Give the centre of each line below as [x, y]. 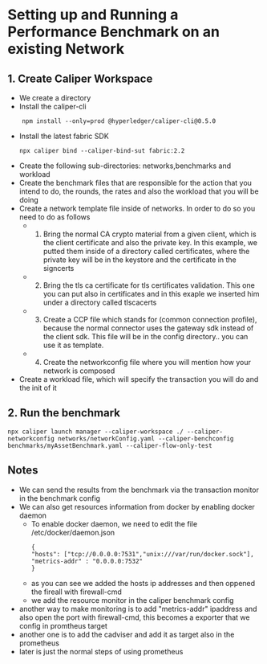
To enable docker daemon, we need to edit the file [114, 523]
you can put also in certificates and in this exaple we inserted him [151, 294]
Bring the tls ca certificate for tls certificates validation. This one [149, 285]
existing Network [66, 49]
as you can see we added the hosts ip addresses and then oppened [143, 583]
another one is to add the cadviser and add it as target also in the [127, 634]
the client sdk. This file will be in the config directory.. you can [146, 336]
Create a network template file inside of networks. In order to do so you [137, 208]
